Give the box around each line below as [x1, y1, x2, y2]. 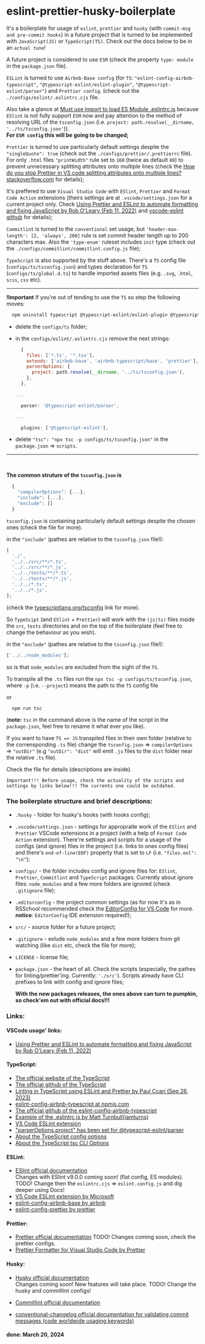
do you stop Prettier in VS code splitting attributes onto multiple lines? [6, 169, 182, 176]
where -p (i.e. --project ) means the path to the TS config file [6, 681, 159, 689]
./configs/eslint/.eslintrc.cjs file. [6, 93, 99, 101]
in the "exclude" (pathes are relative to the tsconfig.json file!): [6, 640, 164, 648]
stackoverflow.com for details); [6, 175, 84, 183]
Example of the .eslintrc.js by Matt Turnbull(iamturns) [15, 1113, 149, 1121]
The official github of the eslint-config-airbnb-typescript [15, 1107, 157, 1114]
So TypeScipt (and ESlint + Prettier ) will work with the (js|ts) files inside [6, 616, 195, 623]
